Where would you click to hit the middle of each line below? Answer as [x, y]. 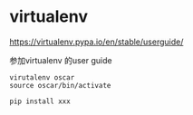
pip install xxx [40, 101]
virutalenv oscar [42, 77]
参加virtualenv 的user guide [61, 60]
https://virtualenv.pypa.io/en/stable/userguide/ [96, 42]
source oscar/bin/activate [60, 85]
